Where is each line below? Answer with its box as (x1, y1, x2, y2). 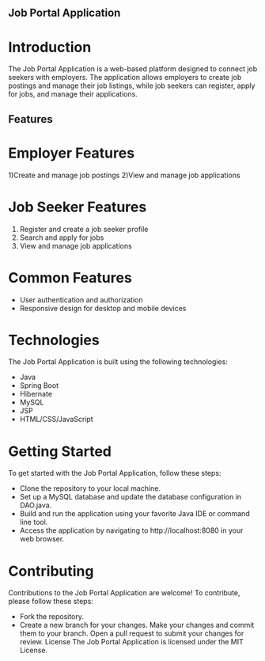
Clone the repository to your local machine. (19, 484, 161, 493)
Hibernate (19, 389, 53, 399)
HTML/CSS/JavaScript (19, 415, 93, 424)
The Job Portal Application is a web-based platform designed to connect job (8, 64, 258, 74)
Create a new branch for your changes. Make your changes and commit (19, 621, 255, 630)
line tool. (19, 518, 48, 527)
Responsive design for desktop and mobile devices (19, 303, 187, 313)
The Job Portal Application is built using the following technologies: (8, 357, 228, 367)
